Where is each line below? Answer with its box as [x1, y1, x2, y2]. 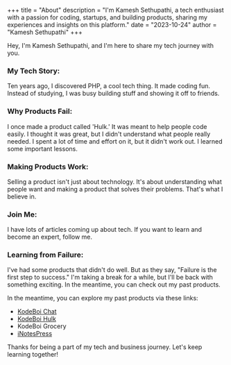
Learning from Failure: [7, 250, 84, 260]
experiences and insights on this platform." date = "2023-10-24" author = [7, 21, 217, 28]
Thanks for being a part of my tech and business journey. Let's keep [7, 343, 203, 351]
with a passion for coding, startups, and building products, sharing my [7, 13, 208, 22]
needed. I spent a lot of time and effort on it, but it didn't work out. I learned [7, 137, 223, 145]
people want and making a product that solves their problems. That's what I [7, 185, 223, 193]
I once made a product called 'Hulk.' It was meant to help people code [7, 122, 207, 130]
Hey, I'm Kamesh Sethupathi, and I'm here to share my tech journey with [7, 42, 214, 49]
